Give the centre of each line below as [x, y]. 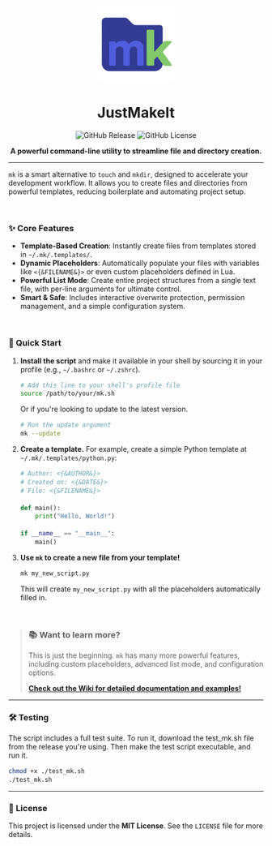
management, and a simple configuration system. [102, 307]
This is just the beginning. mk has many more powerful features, [134, 655]
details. [21, 835]
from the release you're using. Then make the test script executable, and [130, 747]
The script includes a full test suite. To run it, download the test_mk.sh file [132, 738]
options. [42, 673]
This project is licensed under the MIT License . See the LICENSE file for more [136, 826]
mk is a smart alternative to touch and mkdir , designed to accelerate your [128, 174]
